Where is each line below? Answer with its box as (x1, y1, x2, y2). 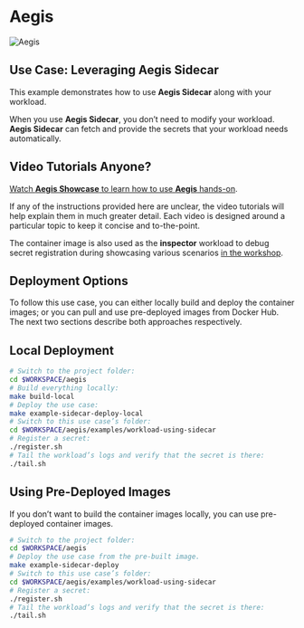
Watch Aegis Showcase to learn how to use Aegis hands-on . (9, 183, 238, 194)
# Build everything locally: (9, 383, 119, 393)
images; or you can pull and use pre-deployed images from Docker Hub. (9, 307, 280, 318)
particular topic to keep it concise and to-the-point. (9, 220, 201, 231)
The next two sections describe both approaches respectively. (9, 317, 242, 328)
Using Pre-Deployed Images (9, 484, 171, 500)
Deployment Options (9, 273, 128, 289)
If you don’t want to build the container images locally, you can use (9, 509, 260, 519)
